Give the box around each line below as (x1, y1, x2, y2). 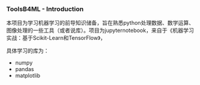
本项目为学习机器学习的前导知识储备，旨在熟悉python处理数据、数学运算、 (6, 19, 195, 27)
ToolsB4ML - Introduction (6, 5, 84, 13)
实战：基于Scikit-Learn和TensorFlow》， (6, 34, 106, 42)
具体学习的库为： (6, 47, 49, 54)
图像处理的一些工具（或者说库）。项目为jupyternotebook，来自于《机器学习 (6, 27, 195, 34)
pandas (15, 66, 35, 73)
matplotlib (15, 72, 41, 80)
